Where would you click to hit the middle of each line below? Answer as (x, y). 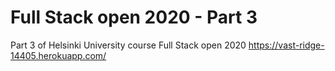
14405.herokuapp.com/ (58, 55)
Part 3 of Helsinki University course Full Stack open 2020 (128, 45)
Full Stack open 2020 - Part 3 (134, 17)
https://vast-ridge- (286, 45)
